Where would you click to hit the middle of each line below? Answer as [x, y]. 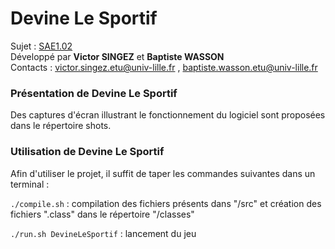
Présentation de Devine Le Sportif [94, 93]
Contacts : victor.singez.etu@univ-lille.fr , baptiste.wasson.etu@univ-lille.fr [164, 67]
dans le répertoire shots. [61, 126]
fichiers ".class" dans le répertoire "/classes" [102, 214]
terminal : [30, 184]
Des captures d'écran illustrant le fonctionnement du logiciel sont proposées [168, 115]
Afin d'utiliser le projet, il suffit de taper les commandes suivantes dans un [163, 173]
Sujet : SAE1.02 [41, 46]
